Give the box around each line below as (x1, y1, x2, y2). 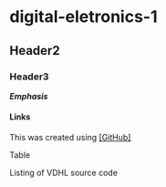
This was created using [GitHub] (9, 132, 131, 143)
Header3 (9, 70, 49, 83)
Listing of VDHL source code (9, 167, 119, 179)
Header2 (9, 43, 61, 58)
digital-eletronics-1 (9, 6, 158, 27)
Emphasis (9, 90, 48, 101)
